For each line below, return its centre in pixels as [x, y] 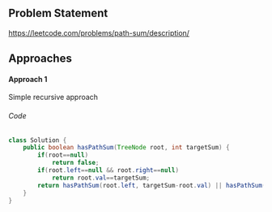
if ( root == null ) [63, 155]
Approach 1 [28, 79]
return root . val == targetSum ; [101, 178]
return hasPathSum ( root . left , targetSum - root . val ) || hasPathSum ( [152, 185]
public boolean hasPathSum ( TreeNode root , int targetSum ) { [126, 148]
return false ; [75, 163]
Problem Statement [58, 13]
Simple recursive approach [53, 97]
